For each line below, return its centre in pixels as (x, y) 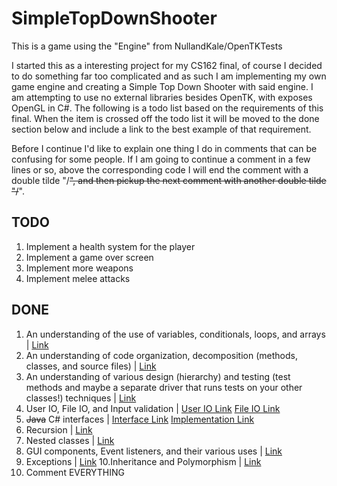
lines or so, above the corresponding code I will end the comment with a (160, 169)
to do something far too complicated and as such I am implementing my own (169, 76)
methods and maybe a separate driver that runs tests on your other (164, 387)
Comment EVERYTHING (75, 472)
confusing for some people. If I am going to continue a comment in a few (161, 159)
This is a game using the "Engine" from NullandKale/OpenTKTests (147, 46)
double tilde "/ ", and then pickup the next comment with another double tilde (169, 180)
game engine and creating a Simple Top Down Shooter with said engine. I (162, 86)
